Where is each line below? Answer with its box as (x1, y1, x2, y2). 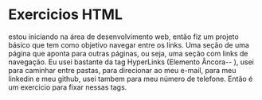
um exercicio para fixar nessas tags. (8, 82, 127, 92)
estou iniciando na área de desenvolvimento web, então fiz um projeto (8, 32, 239, 41)
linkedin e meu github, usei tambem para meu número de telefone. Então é (8, 74, 253, 83)
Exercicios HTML (8, 6, 123, 24)
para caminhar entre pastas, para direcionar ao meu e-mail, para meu (8, 65, 237, 75)
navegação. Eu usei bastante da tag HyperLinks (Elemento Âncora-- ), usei (8, 57, 255, 67)
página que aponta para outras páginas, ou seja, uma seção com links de (8, 48, 248, 58)
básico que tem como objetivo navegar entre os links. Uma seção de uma (8, 40, 249, 49)
